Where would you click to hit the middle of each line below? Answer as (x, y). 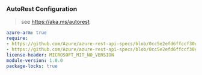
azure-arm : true (26, 33)
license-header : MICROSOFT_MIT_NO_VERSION (60, 55)
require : (17, 38)
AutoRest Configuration (42, 9)
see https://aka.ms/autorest (55, 22)
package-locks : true (32, 66)
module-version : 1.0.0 (35, 60)
